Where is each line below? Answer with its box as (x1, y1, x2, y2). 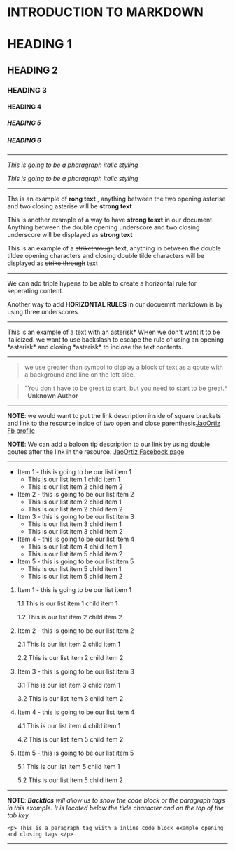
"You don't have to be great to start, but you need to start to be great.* (24, 384, 228, 392)
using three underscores (7, 307, 78, 316)
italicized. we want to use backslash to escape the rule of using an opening (7, 335, 224, 344)
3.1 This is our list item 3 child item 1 (17, 681, 121, 689)
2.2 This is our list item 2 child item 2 (17, 653, 124, 662)
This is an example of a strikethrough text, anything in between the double (7, 243, 222, 253)
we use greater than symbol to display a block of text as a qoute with (24, 363, 224, 371)
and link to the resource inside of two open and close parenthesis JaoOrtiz (7, 419, 221, 427)
